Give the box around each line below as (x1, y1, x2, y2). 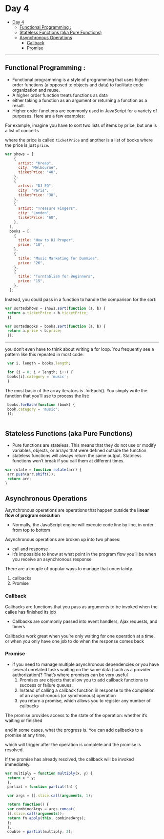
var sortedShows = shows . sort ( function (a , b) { (5, 306, 106, 311)
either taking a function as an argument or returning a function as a (12, 97, 147, 103)
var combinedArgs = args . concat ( (7, 807, 76, 812)
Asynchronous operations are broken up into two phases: (5, 537, 121, 542)
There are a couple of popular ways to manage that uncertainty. (5, 566, 133, 572)
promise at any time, (5, 732, 46, 738)
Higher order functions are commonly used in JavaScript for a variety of (12, 108, 157, 114)
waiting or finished (5, 718, 42, 723)
